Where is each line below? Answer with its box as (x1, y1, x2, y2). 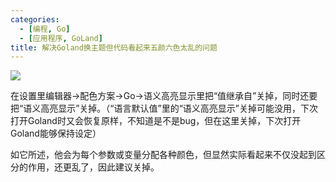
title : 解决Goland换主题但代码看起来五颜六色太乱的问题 (10, 42, 218, 53)
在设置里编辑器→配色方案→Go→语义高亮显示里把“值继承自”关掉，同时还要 (10, 90, 318, 102)
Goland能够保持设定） (10, 127, 102, 140)
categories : (10, 14, 60, 25)
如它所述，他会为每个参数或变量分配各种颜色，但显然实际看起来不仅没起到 (10, 149, 317, 161)
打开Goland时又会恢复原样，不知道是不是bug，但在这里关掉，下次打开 (10, 115, 302, 127)
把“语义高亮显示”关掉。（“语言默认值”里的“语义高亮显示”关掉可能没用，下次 (10, 102, 318, 115)
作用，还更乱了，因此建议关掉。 (27, 161, 160, 173)
